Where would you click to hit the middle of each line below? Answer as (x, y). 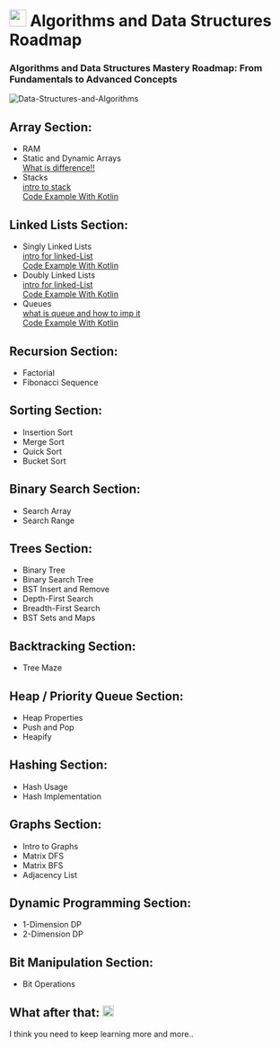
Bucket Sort (44, 461)
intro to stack (47, 187)
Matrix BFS (43, 865)
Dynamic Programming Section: (100, 903)
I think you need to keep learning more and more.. (101, 1035)
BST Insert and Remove (66, 590)
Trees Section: (51, 548)
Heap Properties (52, 717)
